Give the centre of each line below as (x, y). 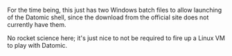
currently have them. (37, 25)
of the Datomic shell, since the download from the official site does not (108, 17)
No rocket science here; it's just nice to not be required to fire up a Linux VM (116, 38)
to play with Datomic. (37, 45)
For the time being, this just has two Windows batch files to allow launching (115, 10)
